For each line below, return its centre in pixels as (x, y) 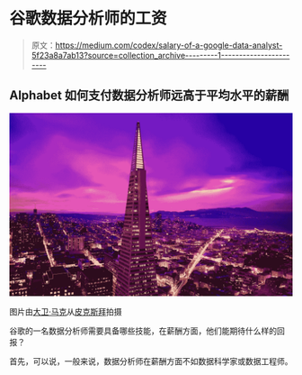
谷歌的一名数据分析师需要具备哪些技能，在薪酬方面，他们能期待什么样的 (143, 331)
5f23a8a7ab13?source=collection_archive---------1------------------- (160, 55)
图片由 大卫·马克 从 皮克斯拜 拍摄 (66, 311)
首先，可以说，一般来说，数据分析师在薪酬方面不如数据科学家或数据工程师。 (151, 361)
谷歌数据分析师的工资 (89, 18)
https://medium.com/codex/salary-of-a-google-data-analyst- (169, 45)
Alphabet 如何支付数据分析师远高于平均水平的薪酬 (149, 96)
